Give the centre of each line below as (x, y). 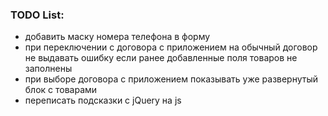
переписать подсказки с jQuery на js (103, 100)
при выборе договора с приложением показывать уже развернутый (171, 79)
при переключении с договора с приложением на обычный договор (171, 47)
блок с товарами (61, 90)
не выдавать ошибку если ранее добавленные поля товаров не (161, 58)
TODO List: (37, 15)
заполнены (48, 69)
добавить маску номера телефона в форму (117, 37)
